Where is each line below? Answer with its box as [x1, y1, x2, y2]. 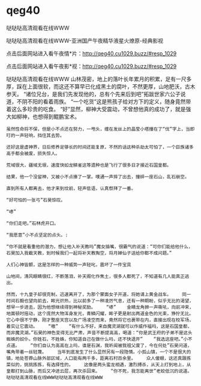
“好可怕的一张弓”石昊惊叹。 [6, 197, 66, 203]
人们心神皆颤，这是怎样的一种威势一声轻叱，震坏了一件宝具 [6, 262, 131, 268]
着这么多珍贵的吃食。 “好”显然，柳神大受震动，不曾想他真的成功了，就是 [6, 105, 186, 112]
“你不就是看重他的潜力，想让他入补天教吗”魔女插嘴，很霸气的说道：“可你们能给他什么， [6, 244, 193, 250]
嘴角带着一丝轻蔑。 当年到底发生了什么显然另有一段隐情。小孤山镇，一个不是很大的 [6, 349, 191, 355]
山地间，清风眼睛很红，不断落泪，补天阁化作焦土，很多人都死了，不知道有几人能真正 [6, 273, 185, 280]
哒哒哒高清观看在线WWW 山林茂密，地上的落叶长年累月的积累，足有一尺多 [6, 75, 192, 82]
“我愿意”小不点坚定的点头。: [6, 232, 68, 238]
